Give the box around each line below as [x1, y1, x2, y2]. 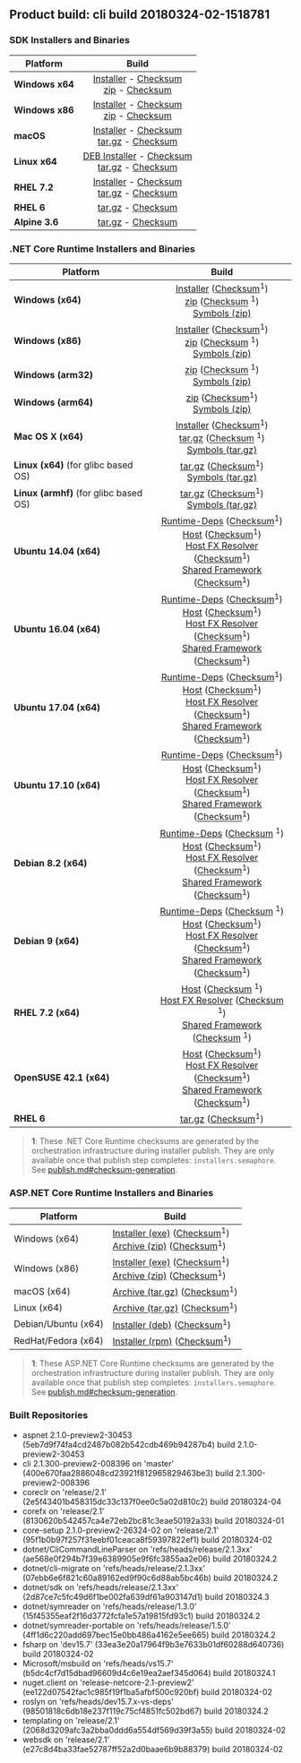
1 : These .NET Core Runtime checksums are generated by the [30, 1136, 260, 1147]
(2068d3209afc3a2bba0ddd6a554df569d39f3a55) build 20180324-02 [21, 1724, 287, 1735]
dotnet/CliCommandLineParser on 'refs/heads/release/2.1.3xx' [21, 1544, 253, 1554]
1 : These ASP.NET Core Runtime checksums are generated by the [30, 1358, 275, 1369]
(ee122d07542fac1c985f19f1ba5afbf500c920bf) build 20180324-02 [21, 1686, 273, 1697]
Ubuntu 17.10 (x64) [13, 778, 101, 791]
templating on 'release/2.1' [21, 1715, 120, 1725]
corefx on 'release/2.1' [21, 1505, 105, 1517]
